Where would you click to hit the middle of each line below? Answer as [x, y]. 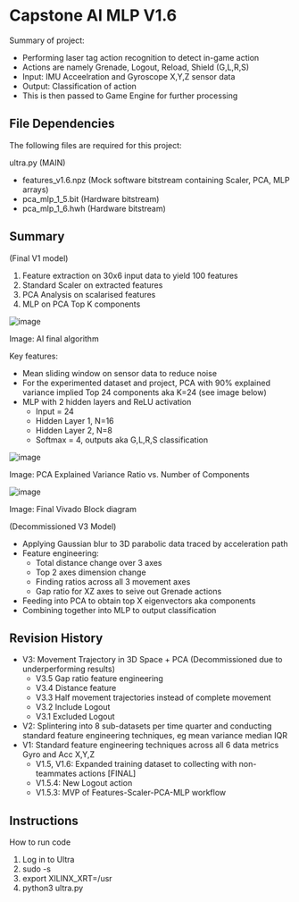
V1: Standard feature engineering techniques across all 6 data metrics [150, 745]
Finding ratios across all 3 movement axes [113, 581]
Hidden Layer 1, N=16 [75, 420]
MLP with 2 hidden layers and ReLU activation [107, 401]
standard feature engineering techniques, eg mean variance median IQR [155, 736]
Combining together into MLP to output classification [119, 610]
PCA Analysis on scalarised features [89, 294]
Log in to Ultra [48, 860]
